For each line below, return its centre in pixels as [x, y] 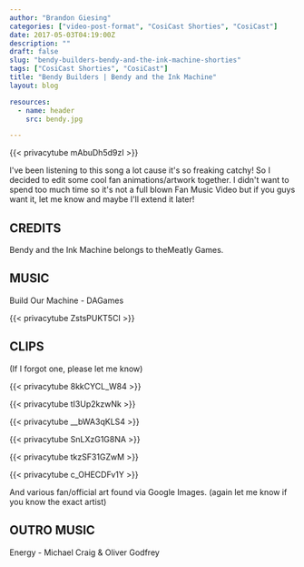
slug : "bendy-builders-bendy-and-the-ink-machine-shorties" [126, 60]
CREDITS [35, 228]
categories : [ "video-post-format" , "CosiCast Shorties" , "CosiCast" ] [144, 26]
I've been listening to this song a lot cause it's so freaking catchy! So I [140, 170]
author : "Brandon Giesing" [60, 18]
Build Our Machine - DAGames [67, 300]
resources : [30, 102]
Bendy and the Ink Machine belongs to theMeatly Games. [117, 250]
